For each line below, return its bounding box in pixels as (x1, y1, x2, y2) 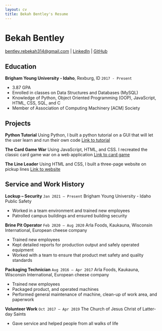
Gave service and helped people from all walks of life (12, 320, 119, 326)
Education (5, 62, 37, 71)
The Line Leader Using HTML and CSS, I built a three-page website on (5, 161, 146, 167)
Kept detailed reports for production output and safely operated (12, 241, 139, 247)
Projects (5, 119, 31, 127)
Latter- (142, 306, 156, 312)
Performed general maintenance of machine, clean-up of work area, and (12, 291, 158, 297)
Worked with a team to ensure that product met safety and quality (12, 252, 144, 258)
